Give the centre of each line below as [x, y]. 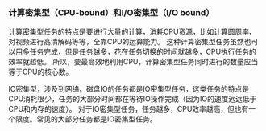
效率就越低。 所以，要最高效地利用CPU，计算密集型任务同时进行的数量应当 [133, 62]
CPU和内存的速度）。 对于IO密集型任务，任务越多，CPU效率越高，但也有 [129, 109]
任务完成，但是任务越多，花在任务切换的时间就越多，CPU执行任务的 [143, 52]
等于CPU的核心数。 [41, 72]
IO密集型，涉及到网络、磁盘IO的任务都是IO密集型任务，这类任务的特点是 [129, 89]
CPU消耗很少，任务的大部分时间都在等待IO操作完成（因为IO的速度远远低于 [133, 99]
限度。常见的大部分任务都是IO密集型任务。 [86, 119]
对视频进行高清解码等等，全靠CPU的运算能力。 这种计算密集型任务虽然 [126, 42]
